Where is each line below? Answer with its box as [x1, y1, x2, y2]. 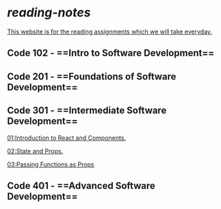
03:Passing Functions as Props [7, 160, 94, 169]
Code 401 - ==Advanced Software [7, 180, 155, 191]
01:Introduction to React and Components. [7, 134, 127, 142]
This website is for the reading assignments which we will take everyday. [7, 27, 213, 36]
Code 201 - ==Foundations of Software [7, 71, 177, 82]
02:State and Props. [7, 147, 64, 155]
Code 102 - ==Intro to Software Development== [7, 47, 215, 59]
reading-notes [7, 5, 91, 21]
